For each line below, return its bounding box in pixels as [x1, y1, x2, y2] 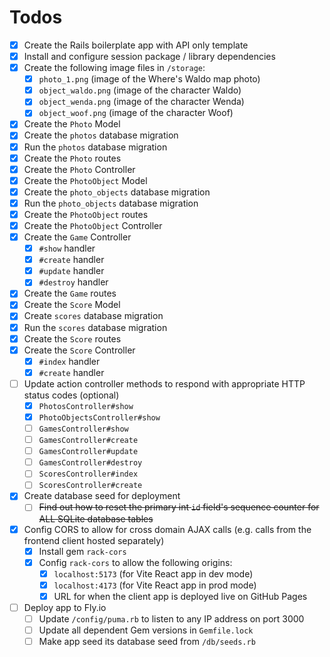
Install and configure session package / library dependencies [23, 51, 276, 62]
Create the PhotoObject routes [23, 208, 149, 220]
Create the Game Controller [23, 231, 132, 243]
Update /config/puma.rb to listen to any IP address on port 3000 [38, 612, 305, 625]
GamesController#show [38, 424, 129, 434]
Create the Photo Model [23, 118, 121, 130]
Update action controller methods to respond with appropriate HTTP [23, 377, 306, 390]
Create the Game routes [23, 287, 117, 300]
